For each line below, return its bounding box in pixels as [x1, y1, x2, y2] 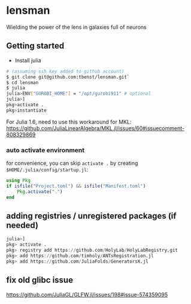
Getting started [6, 41, 65, 51]
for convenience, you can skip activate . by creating [6, 159, 138, 167]
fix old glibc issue [6, 275, 74, 285]
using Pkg [6, 177, 31, 183]
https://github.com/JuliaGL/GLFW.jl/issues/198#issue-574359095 [6, 291, 168, 298]
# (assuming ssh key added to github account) [6, 68, 125, 74]
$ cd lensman [6, 79, 39, 86]
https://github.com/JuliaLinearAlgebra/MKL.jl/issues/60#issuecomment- [6, 124, 184, 132]
